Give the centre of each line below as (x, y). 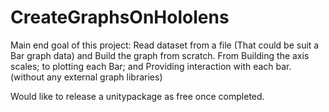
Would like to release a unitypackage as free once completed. (137, 96)
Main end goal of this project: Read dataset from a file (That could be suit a (165, 45)
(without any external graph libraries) (86, 77)
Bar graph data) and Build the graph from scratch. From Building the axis (160, 55)
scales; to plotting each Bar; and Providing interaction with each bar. (151, 66)
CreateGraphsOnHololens (120, 17)
